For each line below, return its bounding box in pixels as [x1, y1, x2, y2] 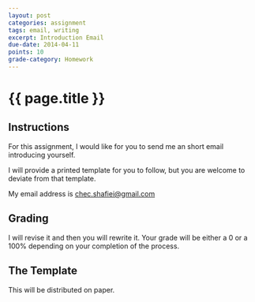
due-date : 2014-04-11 [8, 41, 80, 49]
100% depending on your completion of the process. [8, 241, 180, 251]
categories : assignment [8, 19, 87, 27]
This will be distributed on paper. [8, 285, 115, 294]
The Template [8, 264, 77, 278]
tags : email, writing [8, 26, 80, 34]
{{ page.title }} [8, 90, 106, 107]
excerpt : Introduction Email [8, 33, 104, 42]
